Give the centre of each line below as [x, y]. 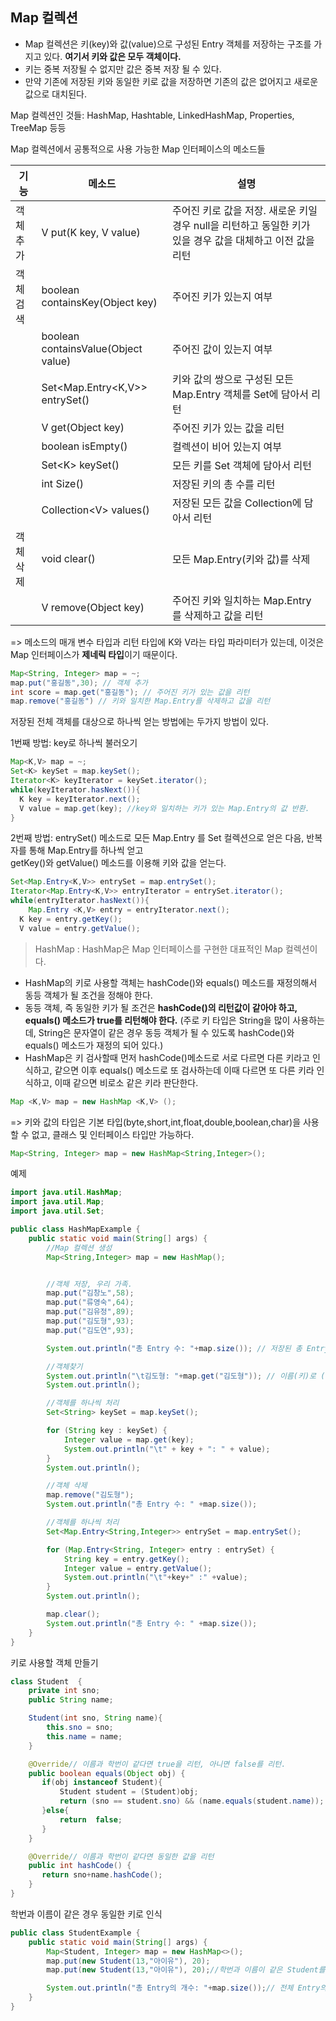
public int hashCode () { [80, 1866]
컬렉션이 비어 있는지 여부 [227, 446]
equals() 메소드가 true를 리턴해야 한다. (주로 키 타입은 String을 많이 [157, 1020]
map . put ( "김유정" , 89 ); [90, 1312]
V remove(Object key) [93, 607]
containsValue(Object [92, 348]
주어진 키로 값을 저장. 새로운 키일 [245, 210]
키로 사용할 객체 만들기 [54, 1662]
